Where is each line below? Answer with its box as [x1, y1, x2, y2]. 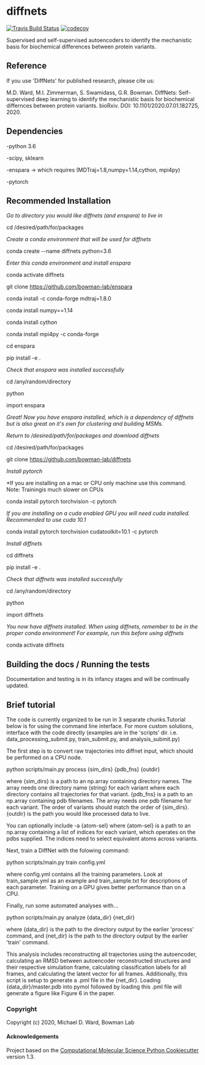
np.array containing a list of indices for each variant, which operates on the [6, 829, 196, 835]
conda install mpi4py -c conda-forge [6, 331, 99, 338]
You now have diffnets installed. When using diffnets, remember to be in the [6, 623, 198, 630]
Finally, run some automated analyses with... [6, 902, 118, 909]
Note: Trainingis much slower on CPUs [6, 486, 104, 494]
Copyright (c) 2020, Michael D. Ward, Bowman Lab [6, 1018, 135, 1026]
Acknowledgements [6, 1033, 59, 1040]
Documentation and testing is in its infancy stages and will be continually [6, 676, 190, 683]
